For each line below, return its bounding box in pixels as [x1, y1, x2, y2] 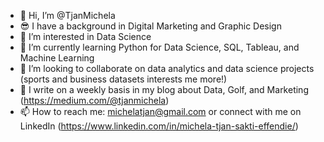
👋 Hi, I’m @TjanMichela [19, 10, 116, 21]
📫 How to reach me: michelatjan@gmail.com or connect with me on [19, 106, 302, 117]
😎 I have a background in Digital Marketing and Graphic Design [19, 20, 282, 32]
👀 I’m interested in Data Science [19, 31, 152, 42]
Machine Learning [19, 52, 95, 64]
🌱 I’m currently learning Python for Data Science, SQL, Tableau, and [19, 41, 300, 53]
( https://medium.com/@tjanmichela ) [19, 95, 170, 106]
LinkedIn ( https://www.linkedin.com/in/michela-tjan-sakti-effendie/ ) [19, 120, 299, 132]
